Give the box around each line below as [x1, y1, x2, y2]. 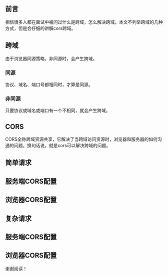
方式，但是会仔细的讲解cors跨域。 [5, 25, 76, 31]
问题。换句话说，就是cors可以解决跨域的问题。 [13, 142, 111, 148]
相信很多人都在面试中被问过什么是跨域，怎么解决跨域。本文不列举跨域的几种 [5, 19, 163, 25]
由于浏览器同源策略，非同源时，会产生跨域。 [5, 55, 97, 61]
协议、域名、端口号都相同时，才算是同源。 [5, 81, 93, 87]
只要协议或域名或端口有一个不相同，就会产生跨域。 [5, 107, 110, 113]
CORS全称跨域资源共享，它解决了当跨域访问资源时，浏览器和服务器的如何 [5, 136, 157, 142]
